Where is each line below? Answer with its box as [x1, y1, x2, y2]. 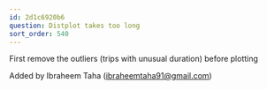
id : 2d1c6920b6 [9, 12, 65, 22]
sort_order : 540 [9, 29, 69, 38]
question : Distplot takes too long [9, 21, 141, 30]
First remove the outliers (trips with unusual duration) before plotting [9, 54, 259, 64]
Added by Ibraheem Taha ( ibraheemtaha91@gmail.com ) [9, 71, 212, 81]
